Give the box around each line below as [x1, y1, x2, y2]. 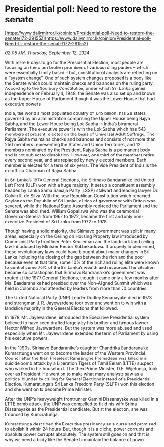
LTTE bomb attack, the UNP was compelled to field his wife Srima [5, 401, 137, 407]
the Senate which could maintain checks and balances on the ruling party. [5, 80, 154, 86]
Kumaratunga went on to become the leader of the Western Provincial [5, 350, 145, 356]
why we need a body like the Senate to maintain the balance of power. [5, 436, 146, 442]
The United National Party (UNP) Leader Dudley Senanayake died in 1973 [5, 294, 152, 300]
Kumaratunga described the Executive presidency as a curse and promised [5, 421, 156, 426]
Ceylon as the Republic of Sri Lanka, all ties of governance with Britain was [5, 198, 156, 203]
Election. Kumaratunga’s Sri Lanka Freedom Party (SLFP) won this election [5, 381, 155, 387]
